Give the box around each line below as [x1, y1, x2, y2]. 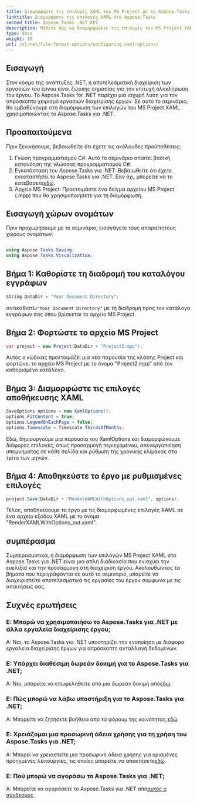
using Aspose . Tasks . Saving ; [6, 247, 75, 253]
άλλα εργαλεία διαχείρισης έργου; [6, 625, 111, 633]
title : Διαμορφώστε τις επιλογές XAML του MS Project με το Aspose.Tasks [6, 8, 191, 15]
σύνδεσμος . [6, 792, 35, 799]
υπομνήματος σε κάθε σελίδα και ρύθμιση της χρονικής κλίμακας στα [6, 448, 178, 455]
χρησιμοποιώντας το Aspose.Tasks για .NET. [6, 110, 116, 117]
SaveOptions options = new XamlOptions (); [6, 408, 111, 414]
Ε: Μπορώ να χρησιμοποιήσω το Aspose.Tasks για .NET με [6, 617, 178, 626]
